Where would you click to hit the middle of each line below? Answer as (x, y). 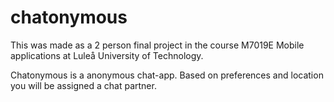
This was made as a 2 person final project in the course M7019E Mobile (157, 45)
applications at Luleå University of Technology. (107, 55)
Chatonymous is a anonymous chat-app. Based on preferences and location (167, 75)
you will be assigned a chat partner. (83, 85)
